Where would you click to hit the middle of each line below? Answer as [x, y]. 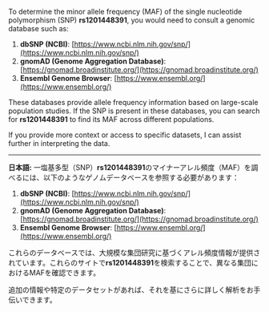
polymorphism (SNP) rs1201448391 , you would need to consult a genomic [132, 20]
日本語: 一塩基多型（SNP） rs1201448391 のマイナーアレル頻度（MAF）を [130, 167]
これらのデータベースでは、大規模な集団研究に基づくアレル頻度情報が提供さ [134, 253]
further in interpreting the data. [59, 143]
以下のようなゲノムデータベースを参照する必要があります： [141, 177]
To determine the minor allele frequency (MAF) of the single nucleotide [125, 12]
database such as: [39, 28]
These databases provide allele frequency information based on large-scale [133, 102]
